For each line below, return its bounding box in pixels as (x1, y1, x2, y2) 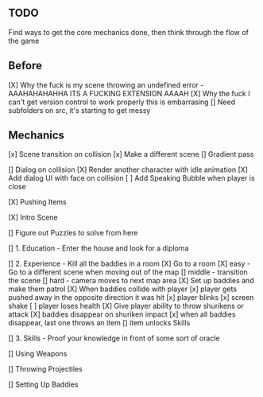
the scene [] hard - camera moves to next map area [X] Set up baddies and (8, 276, 254, 286)
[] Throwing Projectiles (8, 364, 83, 374)
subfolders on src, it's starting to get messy (8, 105, 151, 115)
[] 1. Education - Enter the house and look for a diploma (8, 243, 189, 253)
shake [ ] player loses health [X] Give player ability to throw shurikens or (8, 302, 244, 311)
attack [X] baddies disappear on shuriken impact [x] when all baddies (8, 309, 236, 319)
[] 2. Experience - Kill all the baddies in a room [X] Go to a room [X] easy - (8, 259, 251, 269)
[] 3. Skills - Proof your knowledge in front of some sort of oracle (8, 333, 220, 343)
